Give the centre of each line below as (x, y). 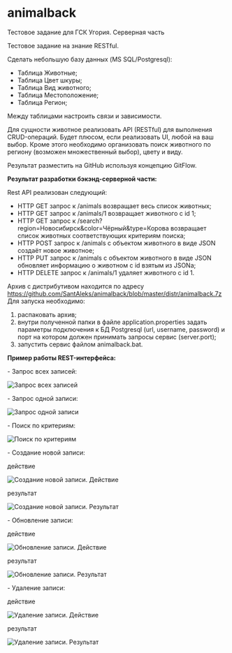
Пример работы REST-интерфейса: (62, 358)
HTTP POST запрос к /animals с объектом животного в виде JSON (116, 243)
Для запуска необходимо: (46, 301)
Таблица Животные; (48, 73)
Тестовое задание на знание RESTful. (63, 45)
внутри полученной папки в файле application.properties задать (112, 322)
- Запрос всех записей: (42, 371)
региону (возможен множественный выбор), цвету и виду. (95, 152)
